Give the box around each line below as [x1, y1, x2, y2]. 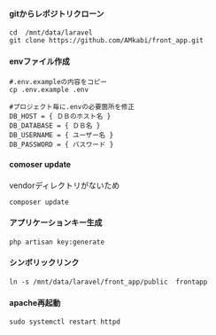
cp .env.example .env [9, 85, 89, 95]
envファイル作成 [9, 56, 71, 66]
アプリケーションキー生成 [9, 217, 103, 228]
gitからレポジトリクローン [9, 8, 104, 19]
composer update [9, 198, 69, 206]
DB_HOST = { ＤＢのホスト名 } [9, 112, 112, 121]
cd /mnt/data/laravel [9, 28, 93, 37]
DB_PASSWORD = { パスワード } [9, 140, 114, 150]
